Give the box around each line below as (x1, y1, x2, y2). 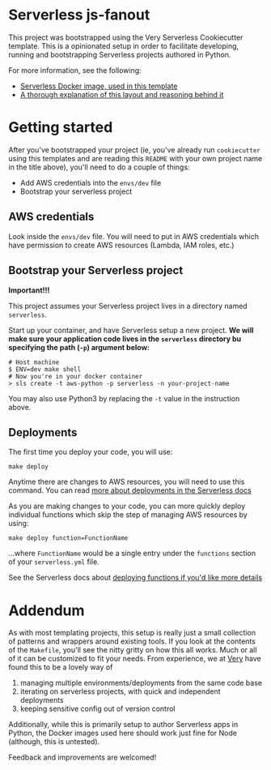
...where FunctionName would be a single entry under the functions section (8, 549, 256, 558)
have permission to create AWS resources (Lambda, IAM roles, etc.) (8, 240, 235, 250)
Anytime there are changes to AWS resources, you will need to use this (8, 477, 245, 487)
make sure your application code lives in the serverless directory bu (8, 334, 241, 344)
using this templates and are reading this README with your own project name (8, 153, 263, 163)
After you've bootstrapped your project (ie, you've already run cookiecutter (8, 144, 260, 155)
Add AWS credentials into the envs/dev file (19, 178, 162, 187)
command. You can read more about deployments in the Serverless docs (8, 486, 252, 495)
